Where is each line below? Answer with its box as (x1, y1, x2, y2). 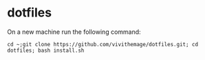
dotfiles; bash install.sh (7, 47, 85, 54)
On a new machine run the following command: (7, 28, 141, 36)
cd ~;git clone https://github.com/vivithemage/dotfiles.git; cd (7, 41, 198, 48)
